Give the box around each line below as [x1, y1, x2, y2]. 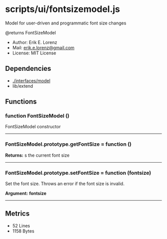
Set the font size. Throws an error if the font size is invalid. [5, 181, 125, 187]
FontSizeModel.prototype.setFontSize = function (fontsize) [5, 169, 152, 176]
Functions [5, 97, 37, 106]
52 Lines [12, 223, 30, 229]
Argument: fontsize [5, 191, 47, 197]
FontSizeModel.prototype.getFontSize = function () [5, 141, 132, 148]
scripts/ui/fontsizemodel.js [5, 3, 120, 15]
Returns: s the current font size [5, 152, 70, 158]
